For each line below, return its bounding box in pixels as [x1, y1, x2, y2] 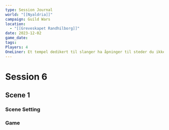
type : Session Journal [5, 7, 53, 13]
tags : [5, 40, 17, 45]
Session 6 [5, 71, 48, 82]
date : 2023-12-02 [5, 31, 42, 36]
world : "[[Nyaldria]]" [5, 12, 53, 17]
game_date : [5, 36, 28, 41]
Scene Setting [5, 106, 41, 113]
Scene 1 [5, 91, 30, 99]
